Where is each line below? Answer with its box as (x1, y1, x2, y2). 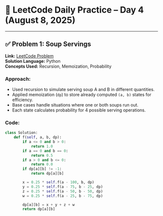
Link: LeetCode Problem (5, 53, 54, 59)
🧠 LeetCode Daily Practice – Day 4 (5, 4, 144, 16)
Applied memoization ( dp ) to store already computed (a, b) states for (12, 92, 152, 98)
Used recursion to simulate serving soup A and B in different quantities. (12, 87, 155, 92)
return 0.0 (31, 162, 53, 167)
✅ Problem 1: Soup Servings (5, 40, 91, 48)
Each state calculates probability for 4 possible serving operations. (12, 107, 146, 113)
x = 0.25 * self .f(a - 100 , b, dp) (22, 180, 95, 185)
